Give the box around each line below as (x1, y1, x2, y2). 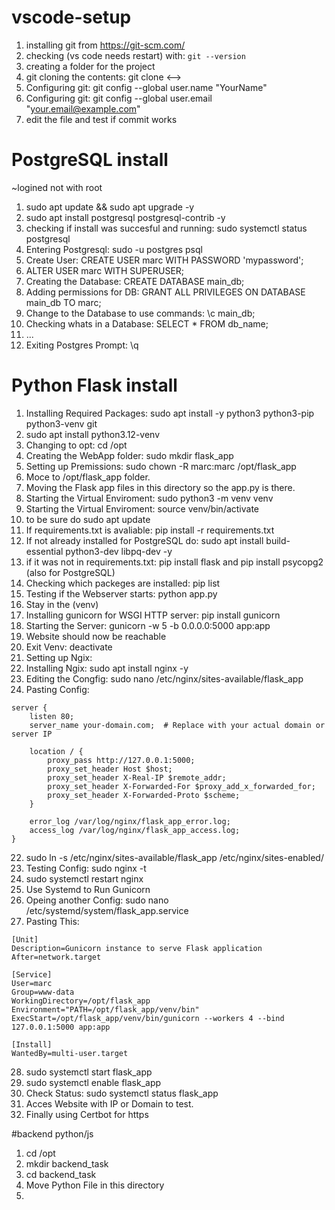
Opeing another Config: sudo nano (25, 894, 169, 906)
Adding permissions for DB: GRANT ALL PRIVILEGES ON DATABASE (25, 286, 306, 298)
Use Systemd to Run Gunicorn (25, 883, 151, 895)
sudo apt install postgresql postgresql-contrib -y (25, 211, 226, 223)
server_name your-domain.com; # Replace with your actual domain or (29, 720, 326, 730)
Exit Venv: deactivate (25, 641, 113, 653)
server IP (11, 729, 53, 739)
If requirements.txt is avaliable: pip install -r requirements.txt (25, 524, 275, 536)
